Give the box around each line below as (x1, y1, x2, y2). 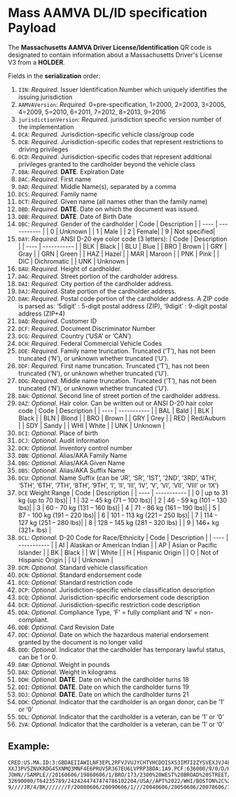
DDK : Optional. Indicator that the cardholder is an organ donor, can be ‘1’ (18, 697, 225, 706)
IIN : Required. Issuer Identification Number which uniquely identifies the (18, 85, 228, 93)
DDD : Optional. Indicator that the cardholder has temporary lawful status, (18, 645, 226, 654)
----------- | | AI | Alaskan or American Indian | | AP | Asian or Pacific (18, 540, 218, 549)
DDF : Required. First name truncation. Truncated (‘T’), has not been (18, 361, 209, 370)
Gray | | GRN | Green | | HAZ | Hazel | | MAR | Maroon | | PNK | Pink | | (18, 250, 220, 258)
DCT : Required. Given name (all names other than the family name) (18, 197, 208, 205)
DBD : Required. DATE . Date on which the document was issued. (18, 205, 200, 213)
